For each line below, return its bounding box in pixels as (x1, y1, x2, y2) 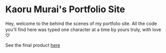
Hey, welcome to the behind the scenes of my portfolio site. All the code (5, 20, 157, 26)
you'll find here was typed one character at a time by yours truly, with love (5, 26, 161, 33)
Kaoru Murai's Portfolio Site (5, 4, 125, 15)
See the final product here (5, 42, 60, 48)
